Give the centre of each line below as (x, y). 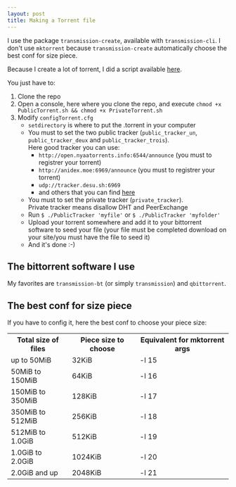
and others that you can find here (87, 192)
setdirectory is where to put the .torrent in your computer (112, 125)
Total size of (38, 340)
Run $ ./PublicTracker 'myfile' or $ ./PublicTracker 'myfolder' (124, 215)
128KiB (84, 396)
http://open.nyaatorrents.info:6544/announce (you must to (125, 155)
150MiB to (28, 392)
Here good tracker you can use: (74, 147)
